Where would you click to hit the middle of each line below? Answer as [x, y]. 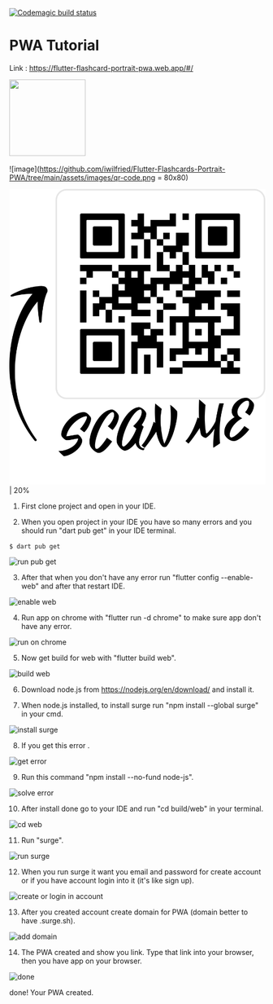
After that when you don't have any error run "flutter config [120, 578]
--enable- [237, 578]
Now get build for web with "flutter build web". [99, 658]
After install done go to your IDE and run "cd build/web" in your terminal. [142, 809]
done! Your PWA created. [52, 993]
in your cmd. [42, 714]
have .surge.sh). [48, 921]
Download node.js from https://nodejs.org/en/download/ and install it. [138, 689]
